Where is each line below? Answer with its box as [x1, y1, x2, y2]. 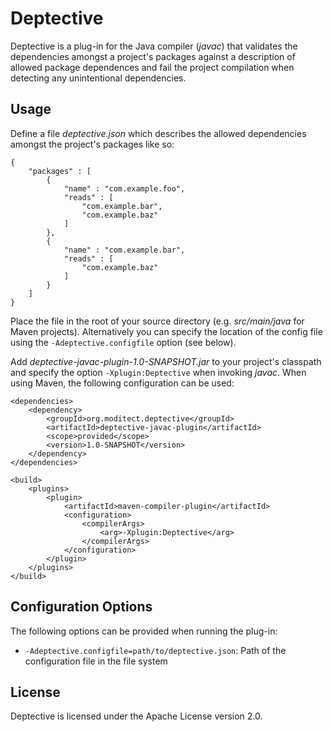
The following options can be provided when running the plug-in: [10, 625, 278, 637]
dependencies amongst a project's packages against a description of [10, 50, 296, 62]
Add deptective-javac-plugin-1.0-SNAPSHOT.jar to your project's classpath [10, 355, 322, 367]
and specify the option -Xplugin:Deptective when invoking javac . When [10, 366, 307, 378]
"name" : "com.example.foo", [63, 183, 186, 194]
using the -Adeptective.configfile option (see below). [10, 336, 237, 348]
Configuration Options [10, 598, 153, 616]
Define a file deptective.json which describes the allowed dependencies [10, 127, 307, 139]
